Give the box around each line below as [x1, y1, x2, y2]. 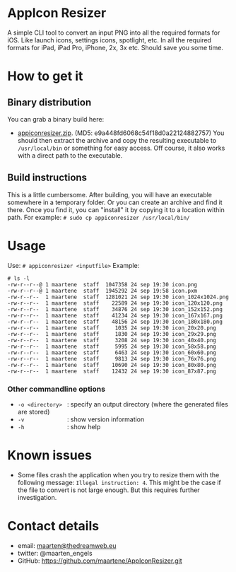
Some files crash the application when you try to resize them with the [17, 470, 220, 479]
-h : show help [17, 422, 101, 431]
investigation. [17, 493, 57, 501]
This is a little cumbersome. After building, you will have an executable [7, 190, 213, 199]
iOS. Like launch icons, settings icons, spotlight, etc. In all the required [7, 35, 212, 44]
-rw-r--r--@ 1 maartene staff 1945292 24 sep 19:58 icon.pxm [7, 287, 198, 294]
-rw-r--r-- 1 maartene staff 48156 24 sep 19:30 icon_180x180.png [7, 318, 223, 325]
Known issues [7, 448, 92, 464]
